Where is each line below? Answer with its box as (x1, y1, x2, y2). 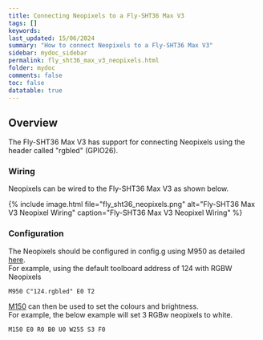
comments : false (8, 71, 63, 79)
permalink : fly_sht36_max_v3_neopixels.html (8, 57, 160, 65)
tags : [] (8, 19, 38, 27)
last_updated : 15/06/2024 (8, 34, 95, 42)
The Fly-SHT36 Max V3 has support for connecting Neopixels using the (8, 137, 245, 147)
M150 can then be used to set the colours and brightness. (8, 302, 199, 311)
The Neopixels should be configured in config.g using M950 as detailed (8, 246, 245, 256)
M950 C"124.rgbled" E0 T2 (8, 287, 95, 295)
